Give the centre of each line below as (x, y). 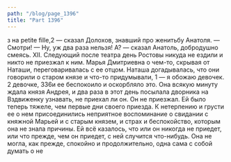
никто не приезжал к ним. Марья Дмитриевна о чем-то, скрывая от (109, 62)
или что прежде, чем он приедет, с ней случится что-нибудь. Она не (110, 136)
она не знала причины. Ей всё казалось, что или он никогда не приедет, (114, 129)
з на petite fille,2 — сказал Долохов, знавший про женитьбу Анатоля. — (114, 40)
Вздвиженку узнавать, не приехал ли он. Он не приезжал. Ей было (107, 99)
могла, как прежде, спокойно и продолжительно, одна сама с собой (110, 143)
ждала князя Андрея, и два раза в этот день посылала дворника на (108, 92)
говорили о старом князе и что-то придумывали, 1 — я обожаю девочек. (116, 76)
